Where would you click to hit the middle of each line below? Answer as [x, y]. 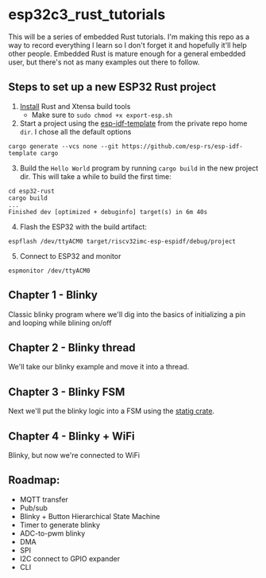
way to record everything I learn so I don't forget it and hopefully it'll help [128, 45]
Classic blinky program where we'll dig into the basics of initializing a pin [127, 314]
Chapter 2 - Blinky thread [72, 348]
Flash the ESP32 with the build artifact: [83, 227]
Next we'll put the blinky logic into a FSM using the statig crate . [112, 411]
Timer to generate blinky [60, 525]
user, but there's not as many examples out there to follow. [104, 62]
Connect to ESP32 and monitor [70, 256]
